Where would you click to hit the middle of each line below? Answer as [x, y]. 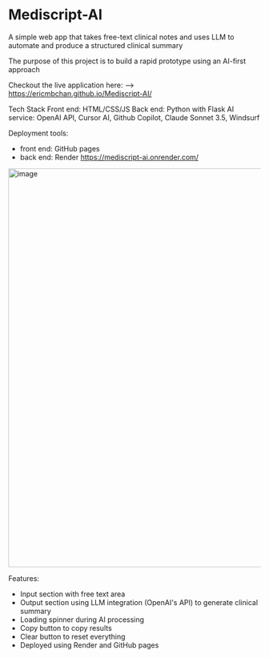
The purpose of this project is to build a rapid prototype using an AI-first [127, 61]
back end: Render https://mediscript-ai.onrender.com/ [109, 157]
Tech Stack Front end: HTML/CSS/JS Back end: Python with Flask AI [121, 109]
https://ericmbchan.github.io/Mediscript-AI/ [80, 93]
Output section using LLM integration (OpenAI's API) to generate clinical [139, 602]
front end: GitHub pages [60, 148]
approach [24, 69]
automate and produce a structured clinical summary [96, 45]
